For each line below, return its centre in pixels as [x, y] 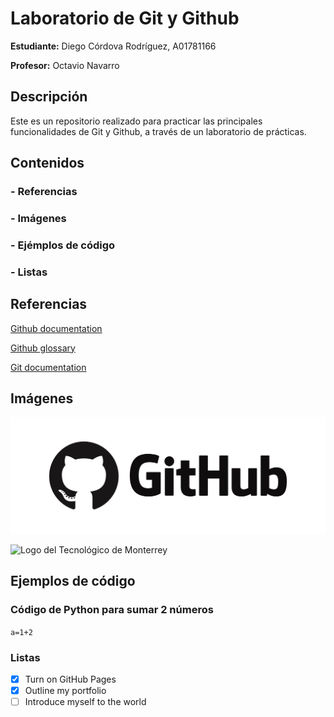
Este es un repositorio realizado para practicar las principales [136, 121]
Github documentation [56, 328]
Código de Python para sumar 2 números [112, 610]
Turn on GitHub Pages [70, 679]
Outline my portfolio [65, 691]
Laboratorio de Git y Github [125, 18]
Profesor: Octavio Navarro [65, 65]
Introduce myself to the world [85, 702]
